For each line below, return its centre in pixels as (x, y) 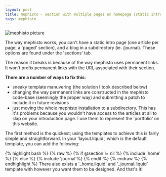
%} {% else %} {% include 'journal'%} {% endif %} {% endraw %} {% (76, 159)
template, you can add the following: (42, 144)
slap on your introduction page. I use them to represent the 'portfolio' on (86, 119)
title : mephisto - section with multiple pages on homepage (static (77, 14)
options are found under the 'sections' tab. (49, 53)
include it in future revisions (41, 103)
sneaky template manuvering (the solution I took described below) (80, 87)
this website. (25, 124)
